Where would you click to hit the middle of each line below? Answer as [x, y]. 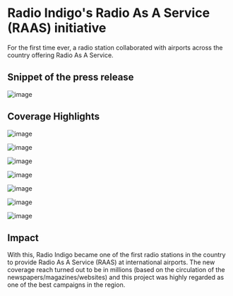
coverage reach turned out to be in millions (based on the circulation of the [116, 270]
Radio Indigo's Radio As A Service [109, 13]
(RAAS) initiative [57, 28]
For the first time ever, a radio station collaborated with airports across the [115, 47]
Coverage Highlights [54, 117]
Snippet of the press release [71, 77]
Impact [23, 238]
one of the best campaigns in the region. [66, 285]
